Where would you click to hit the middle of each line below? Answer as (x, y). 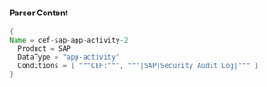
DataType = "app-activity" (69, 57)
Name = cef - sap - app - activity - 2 (69, 41)
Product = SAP (44, 48)
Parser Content (39, 13)
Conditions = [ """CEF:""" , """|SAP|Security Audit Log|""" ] (138, 65)
